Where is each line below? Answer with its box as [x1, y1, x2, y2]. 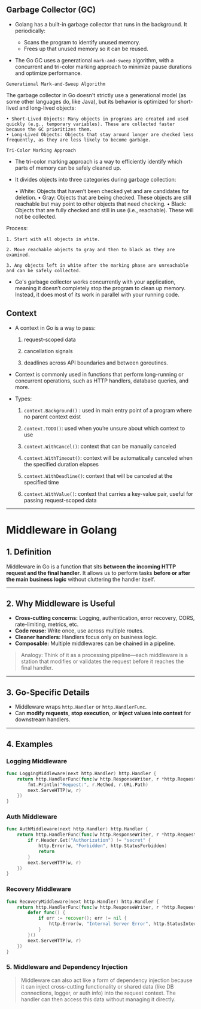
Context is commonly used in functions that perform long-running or [14, 371, 184, 378]
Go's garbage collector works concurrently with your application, [14, 278, 175, 285]
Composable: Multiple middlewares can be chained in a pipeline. [14, 640, 175, 647]
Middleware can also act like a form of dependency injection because [20, 977, 193, 984]
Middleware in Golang [6, 523, 117, 537]
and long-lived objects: [19, 104, 77, 112]
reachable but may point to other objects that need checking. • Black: [14, 200, 187, 207]
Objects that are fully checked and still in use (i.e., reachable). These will [14, 206, 194, 213]
